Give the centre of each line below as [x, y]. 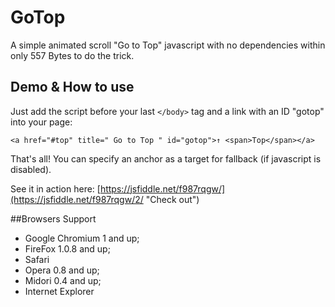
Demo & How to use [72, 87]
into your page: [41, 122]
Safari [37, 259]
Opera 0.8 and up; [62, 270]
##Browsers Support [53, 218]
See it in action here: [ [55, 188]
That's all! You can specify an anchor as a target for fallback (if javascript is [166, 158]
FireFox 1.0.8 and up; [67, 248]
